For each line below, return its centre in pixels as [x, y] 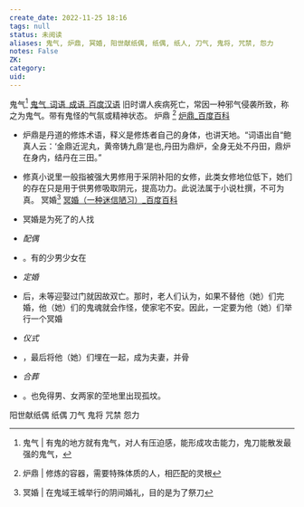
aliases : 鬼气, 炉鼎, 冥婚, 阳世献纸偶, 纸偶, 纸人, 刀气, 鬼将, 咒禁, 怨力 [142, 43]
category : [28, 69]
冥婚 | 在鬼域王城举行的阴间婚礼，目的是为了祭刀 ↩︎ [118, 492]
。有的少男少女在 [54, 257]
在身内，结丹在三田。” [62, 158]
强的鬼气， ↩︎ [47, 454]
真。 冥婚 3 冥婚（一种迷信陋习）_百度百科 [100, 199]
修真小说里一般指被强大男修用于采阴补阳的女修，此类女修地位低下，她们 [157, 177]
